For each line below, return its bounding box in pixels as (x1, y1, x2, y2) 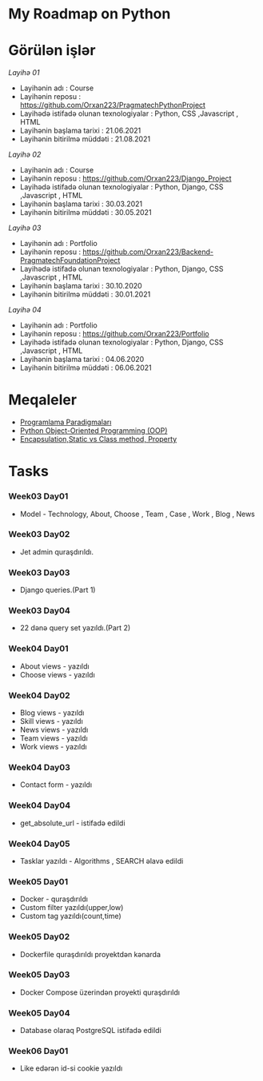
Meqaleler (8, 391, 78, 409)
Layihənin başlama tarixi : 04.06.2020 (19, 355, 145, 364)
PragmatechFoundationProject (19, 256, 121, 265)
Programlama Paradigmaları (19, 417, 112, 427)
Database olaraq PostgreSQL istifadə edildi (19, 1026, 161, 1035)
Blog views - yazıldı (19, 708, 85, 717)
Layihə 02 (8, 149, 42, 160)
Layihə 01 (8, 68, 40, 77)
